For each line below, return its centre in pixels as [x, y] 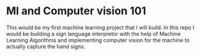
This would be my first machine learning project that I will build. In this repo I [100, 27]
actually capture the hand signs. [46, 46]
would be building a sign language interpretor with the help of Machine [93, 33]
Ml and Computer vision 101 [76, 11]
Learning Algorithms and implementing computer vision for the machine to [98, 40]
